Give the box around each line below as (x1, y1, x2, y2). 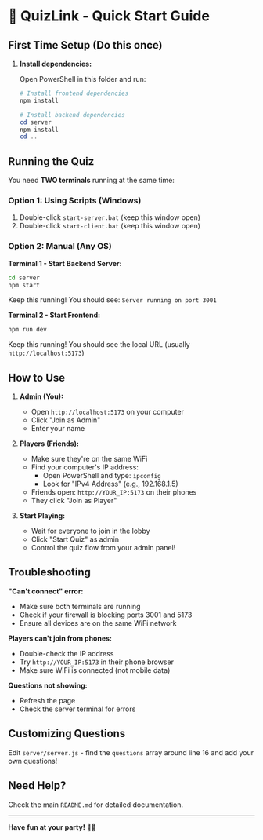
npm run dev (8, 326, 47, 334)
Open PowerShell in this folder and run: (19, 75, 146, 83)
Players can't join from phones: (8, 634, 112, 643)
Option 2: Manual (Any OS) (8, 241, 112, 252)
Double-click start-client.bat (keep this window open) (19, 221, 201, 231)
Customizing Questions (8, 727, 126, 740)
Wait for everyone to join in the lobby (31, 526, 150, 536)
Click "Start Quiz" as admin (31, 535, 120, 544)
